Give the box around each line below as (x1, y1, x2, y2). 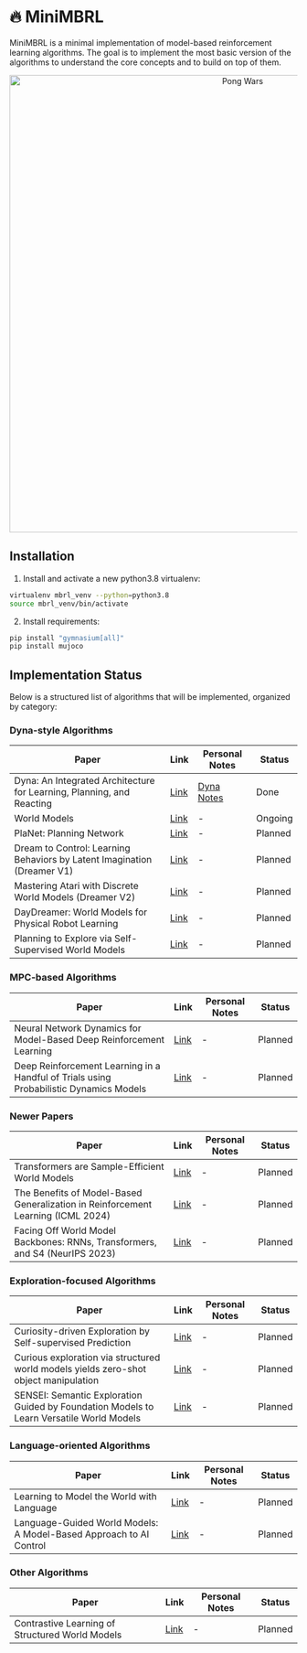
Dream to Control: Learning (14, 842, 131, 854)
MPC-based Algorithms (9, 971, 117, 984)
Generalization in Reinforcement (14, 1197, 153, 1210)
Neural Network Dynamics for (14, 1022, 142, 1035)
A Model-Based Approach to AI (14, 1528, 150, 1540)
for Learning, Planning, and (14, 786, 131, 799)
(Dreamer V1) (14, 864, 74, 877)
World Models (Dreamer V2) (14, 891, 135, 904)
